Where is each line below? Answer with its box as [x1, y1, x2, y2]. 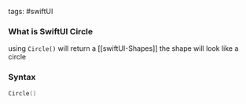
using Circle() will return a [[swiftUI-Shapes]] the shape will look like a [8, 44, 239, 53]
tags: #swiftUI [8, 7, 53, 16]
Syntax [8, 72, 36, 83]
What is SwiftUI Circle [8, 26, 93, 37]
